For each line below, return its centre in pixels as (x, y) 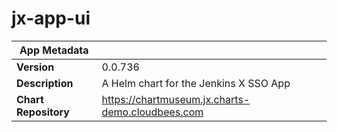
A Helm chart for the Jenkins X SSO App (196, 83)
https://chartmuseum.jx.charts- (176, 99)
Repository (43, 112)
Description (45, 83)
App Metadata (54, 50)
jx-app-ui (51, 18)
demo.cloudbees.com (152, 112)
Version (35, 67)
